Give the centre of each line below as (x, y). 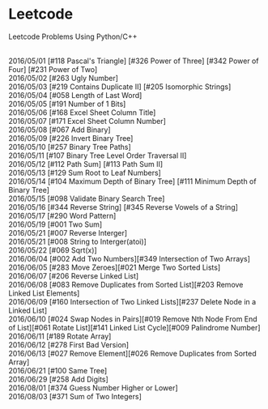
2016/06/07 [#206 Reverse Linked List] (74, 275)
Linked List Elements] (44, 293)
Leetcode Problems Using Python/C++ (73, 36)
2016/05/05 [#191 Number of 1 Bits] (67, 104)
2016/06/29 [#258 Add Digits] (59, 379)
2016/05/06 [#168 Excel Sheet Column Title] (82, 112)
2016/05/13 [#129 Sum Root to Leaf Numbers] (85, 173)
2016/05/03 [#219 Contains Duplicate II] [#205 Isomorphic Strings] (120, 87)
